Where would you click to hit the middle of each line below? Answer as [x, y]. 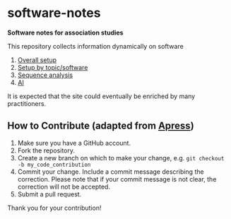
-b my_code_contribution [54, 165]
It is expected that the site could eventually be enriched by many [101, 96]
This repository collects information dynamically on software [95, 46]
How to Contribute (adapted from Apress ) [101, 126]
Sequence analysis [45, 75]
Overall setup [37, 60]
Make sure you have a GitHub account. [74, 143]
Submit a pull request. [49, 194]
